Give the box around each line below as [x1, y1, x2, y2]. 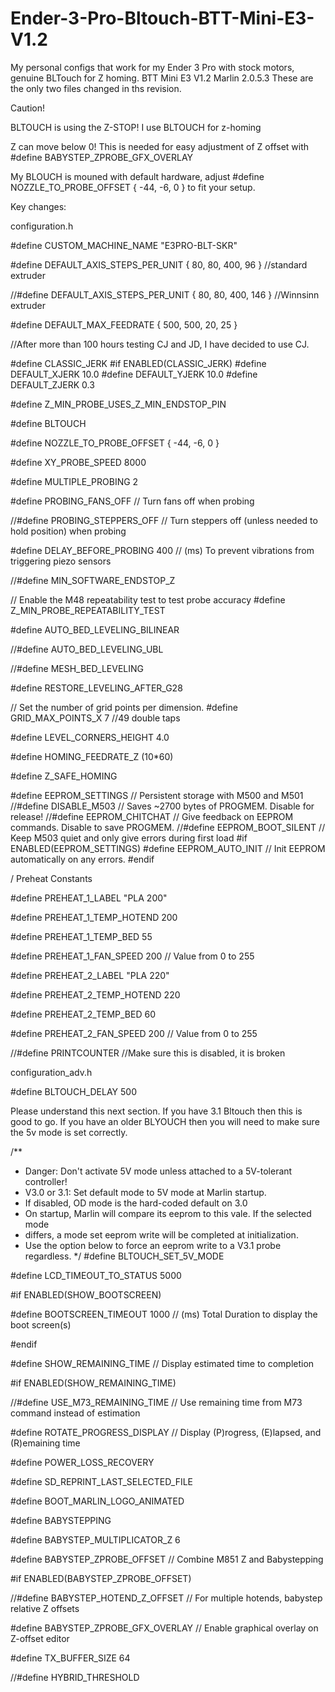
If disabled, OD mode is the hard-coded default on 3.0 [24, 1197, 248, 1209]
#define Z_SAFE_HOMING [10, 770, 118, 782]
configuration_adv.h [10, 1066, 93, 1078]
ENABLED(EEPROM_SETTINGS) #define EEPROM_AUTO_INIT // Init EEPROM [10, 842, 326, 854]
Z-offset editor [10, 1632, 70, 1644]
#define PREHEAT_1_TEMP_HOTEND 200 [10, 911, 178, 923]
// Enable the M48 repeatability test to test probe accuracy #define [10, 593, 286, 606]
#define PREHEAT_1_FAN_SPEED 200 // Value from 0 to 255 [10, 950, 255, 962]
